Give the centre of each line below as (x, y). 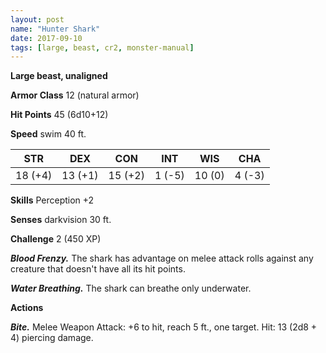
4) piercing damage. (52, 338)
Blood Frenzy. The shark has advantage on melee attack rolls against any (162, 258)
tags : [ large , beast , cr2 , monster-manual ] (102, 47)
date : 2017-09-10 (46, 38)
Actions (27, 308)
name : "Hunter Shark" (55, 29)
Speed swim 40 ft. (48, 134)
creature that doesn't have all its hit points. (98, 269)
